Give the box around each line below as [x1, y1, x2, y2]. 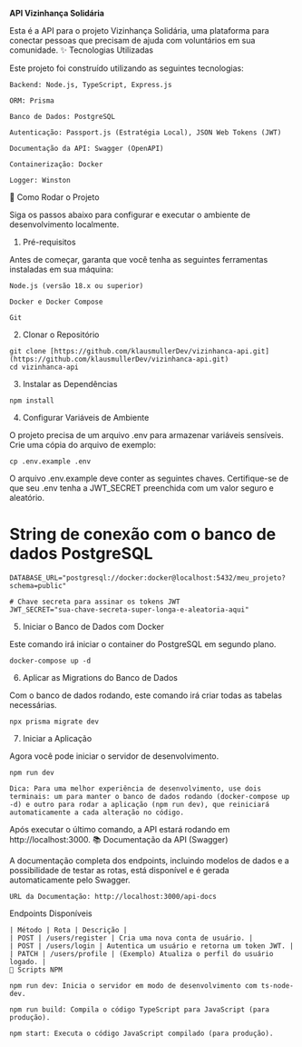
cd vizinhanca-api [9, 363, 79, 372]
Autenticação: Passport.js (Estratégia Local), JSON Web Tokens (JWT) [9, 128, 282, 137]
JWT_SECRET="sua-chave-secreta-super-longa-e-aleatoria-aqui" [9, 604, 249, 614]
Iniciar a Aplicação [22, 733, 93, 743]
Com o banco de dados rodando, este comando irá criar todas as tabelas [9, 690, 283, 701]
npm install [9, 396, 54, 405]
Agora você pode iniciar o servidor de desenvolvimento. [9, 750, 219, 762]
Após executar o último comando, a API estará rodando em [9, 823, 230, 834]
